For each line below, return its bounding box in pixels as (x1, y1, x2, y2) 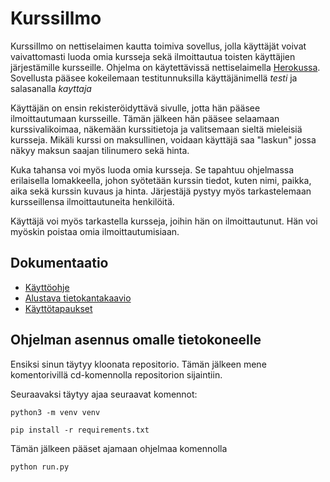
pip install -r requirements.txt (10, 425, 150, 435)
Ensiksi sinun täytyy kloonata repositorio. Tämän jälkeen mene (10, 358, 267, 370)
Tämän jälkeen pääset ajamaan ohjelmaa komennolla (10, 442, 228, 454)
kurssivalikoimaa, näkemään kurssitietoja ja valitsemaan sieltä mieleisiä (10, 123, 303, 135)
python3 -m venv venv (10, 407, 101, 417)
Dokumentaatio (10, 255, 109, 272)
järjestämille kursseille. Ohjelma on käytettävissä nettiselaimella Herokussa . (10, 61, 321, 73)
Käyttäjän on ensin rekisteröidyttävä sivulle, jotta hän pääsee (10, 102, 261, 114)
